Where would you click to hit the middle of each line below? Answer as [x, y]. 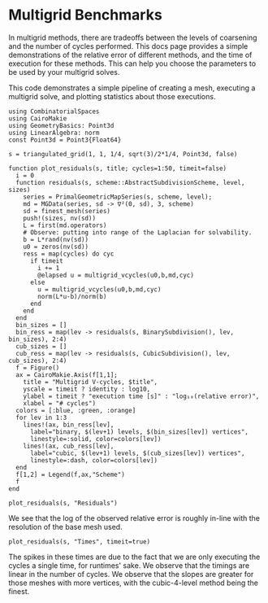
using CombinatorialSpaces [54, 111]
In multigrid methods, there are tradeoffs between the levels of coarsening [133, 37]
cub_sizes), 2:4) [38, 360]
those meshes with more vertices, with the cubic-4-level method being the [133, 583]
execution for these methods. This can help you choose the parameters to [132, 63]
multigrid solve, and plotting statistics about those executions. [112, 96]
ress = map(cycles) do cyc [69, 254]
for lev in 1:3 [41, 417]
